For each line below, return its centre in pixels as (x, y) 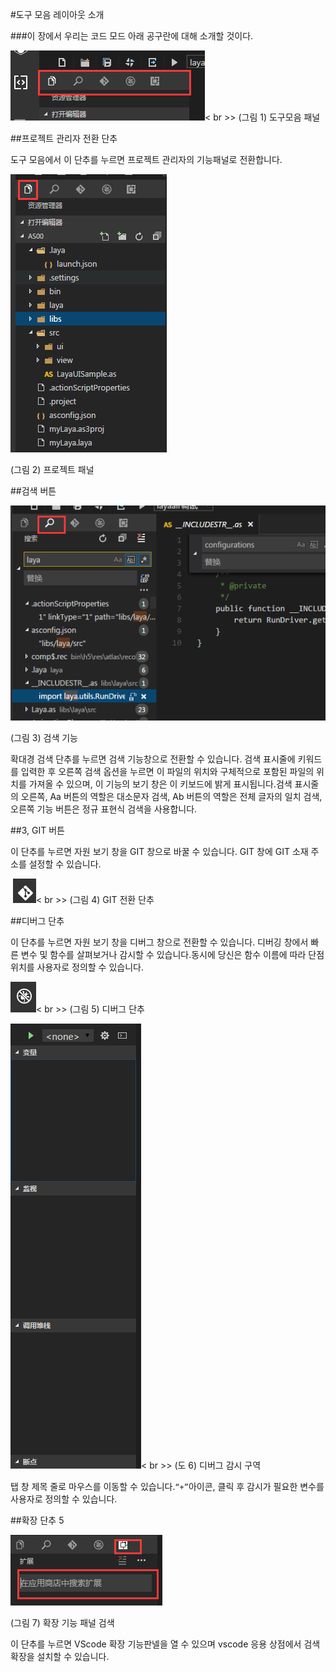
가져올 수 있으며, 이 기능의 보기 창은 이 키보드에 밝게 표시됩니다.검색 (160, 784)
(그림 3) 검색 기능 (44, 737)
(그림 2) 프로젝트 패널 (52, 469)
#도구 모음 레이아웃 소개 (57, 14)
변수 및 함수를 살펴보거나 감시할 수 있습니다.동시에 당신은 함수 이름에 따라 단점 (172, 954)
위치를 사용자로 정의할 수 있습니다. (77, 967)
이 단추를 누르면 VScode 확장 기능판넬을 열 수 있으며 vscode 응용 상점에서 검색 (165, 1644)
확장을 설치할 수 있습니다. (60, 1656)
